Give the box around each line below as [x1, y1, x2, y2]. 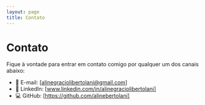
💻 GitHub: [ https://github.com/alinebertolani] [15, 92, 130, 100]
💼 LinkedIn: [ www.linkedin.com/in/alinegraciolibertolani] [15, 86, 156, 93]
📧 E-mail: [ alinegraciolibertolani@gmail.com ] [15, 79, 127, 86]
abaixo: [6, 67, 25, 75]
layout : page [6, 8, 40, 15]
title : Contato [6, 15, 45, 21]
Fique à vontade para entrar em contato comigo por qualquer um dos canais [6, 61, 199, 68]
